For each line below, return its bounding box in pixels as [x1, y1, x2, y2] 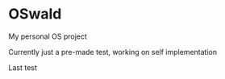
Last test [8, 62, 38, 73]
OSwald [8, 5, 62, 23]
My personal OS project [8, 31, 87, 41]
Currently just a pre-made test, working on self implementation [8, 47, 218, 56]
